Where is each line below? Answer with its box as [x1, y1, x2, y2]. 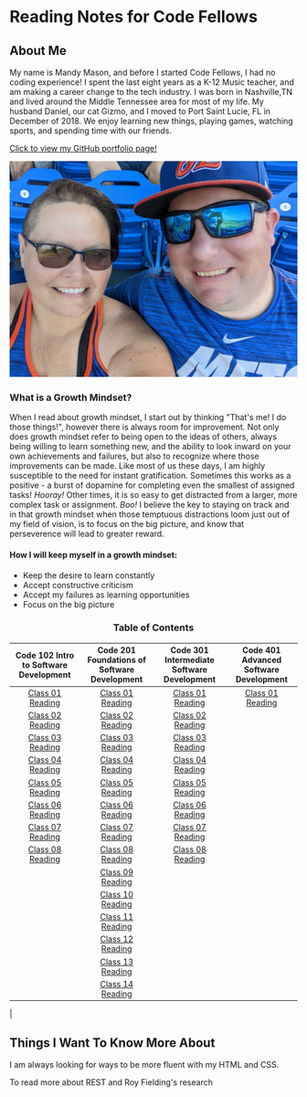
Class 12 [100, 934, 134, 944]
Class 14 [100, 978, 134, 989]
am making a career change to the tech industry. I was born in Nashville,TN [9, 87, 293, 97]
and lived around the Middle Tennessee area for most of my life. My [9, 96, 265, 107]
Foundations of [87, 655, 146, 666]
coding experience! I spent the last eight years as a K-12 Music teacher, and [9, 77, 294, 88]
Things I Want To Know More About [9, 1035, 216, 1050]
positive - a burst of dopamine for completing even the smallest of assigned [9, 480, 295, 490]
